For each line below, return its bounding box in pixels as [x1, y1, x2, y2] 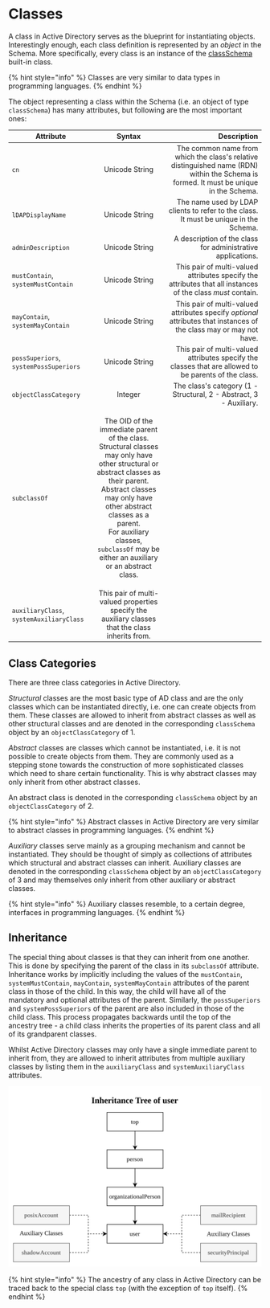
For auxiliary [108, 527, 149, 537]
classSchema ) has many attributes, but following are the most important [8, 105, 243, 115]
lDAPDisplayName [11, 211, 67, 219]
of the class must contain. [173, 288, 259, 297]
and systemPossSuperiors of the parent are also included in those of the [8, 1003, 245, 1013]
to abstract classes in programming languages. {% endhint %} [8, 825, 215, 835]
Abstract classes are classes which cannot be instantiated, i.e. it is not [8, 743, 241, 752]
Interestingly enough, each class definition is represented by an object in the [8, 39, 262, 49]
